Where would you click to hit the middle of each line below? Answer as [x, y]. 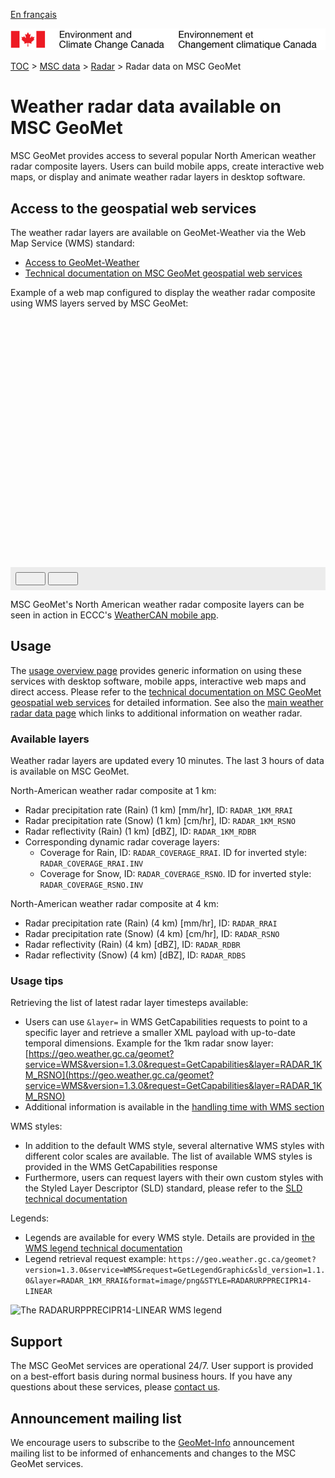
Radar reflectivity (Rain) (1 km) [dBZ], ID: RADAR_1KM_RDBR [140, 831]
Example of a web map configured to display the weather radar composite [163, 293]
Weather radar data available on [146, 106]
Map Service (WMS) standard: [72, 243]
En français [33, 14]
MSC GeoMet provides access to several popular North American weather [163, 156]
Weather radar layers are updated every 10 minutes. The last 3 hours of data [167, 761]
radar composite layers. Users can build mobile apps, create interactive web [167, 166]
